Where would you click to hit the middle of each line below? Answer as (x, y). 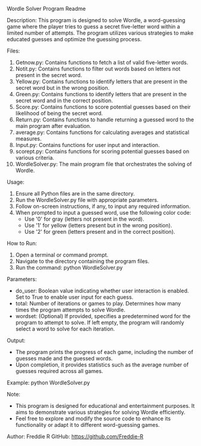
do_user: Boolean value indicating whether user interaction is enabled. (102, 291)
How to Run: (22, 243)
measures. (28, 139)
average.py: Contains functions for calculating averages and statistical (102, 132)
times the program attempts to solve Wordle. (70, 310)
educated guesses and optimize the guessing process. (74, 39)
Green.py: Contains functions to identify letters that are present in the (101, 94)
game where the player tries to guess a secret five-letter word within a (93, 27)
